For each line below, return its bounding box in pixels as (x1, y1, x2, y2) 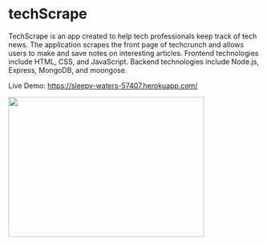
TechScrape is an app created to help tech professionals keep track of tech (8, 31, 257, 41)
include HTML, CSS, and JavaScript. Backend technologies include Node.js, (8, 57, 259, 66)
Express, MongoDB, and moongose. (8, 65, 127, 74)
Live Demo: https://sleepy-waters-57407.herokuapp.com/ (8, 81, 198, 90)
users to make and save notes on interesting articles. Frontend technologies (8, 48, 259, 58)
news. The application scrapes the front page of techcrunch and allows (8, 39, 245, 49)
